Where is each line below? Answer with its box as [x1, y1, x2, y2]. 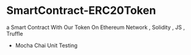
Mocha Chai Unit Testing [15, 42, 78, 49]
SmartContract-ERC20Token [6, 4, 156, 18]
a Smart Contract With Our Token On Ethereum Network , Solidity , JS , [6, 24, 185, 31]
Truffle [6, 30, 23, 37]
